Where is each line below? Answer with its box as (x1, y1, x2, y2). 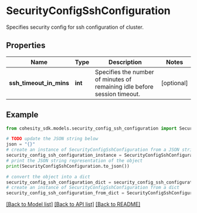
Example (6, 110, 39, 120)
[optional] (161, 79, 188, 87)
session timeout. (94, 90, 141, 98)
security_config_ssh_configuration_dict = (6, 179, 111, 185)
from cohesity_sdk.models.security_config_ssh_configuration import (6, 125, 177, 131)
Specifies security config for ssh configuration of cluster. (6, 23, 144, 31)
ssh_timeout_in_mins (9, 79, 69, 87)
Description (108, 58, 142, 66)
